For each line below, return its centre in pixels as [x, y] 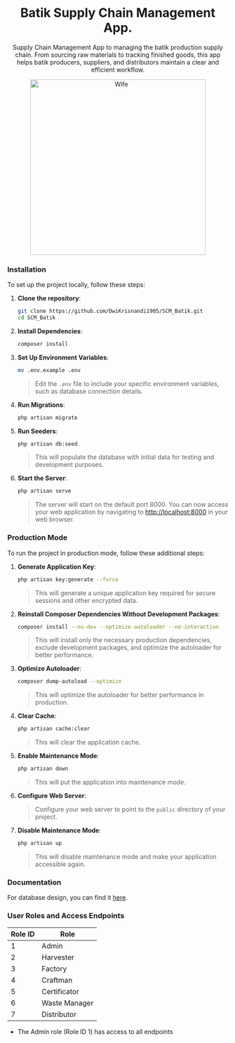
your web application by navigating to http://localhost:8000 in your [131, 512]
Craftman [57, 980]
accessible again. [60, 864]
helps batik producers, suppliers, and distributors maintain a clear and [118, 62]
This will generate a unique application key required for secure [125, 593]
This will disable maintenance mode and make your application [126, 856]
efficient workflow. [118, 69]
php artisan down [43, 769]
